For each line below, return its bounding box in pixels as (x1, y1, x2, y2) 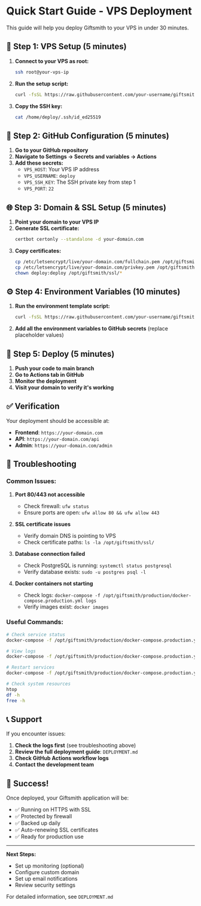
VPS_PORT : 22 (23, 185, 54, 192)
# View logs (6, 648, 36, 654)
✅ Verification (6, 401, 60, 412)
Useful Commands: (6, 618, 64, 626)
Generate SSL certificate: (14, 225, 80, 232)
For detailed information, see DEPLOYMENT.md (6, 893, 114, 901)
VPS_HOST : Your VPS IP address (23, 166, 100, 173)
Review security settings (14, 881, 76, 889)
